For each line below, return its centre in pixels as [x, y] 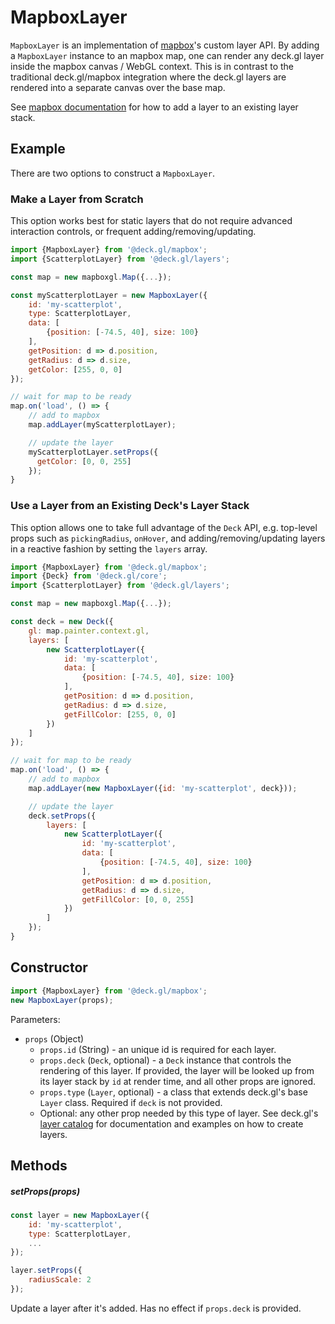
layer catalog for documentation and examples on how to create [171, 1123]
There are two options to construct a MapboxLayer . [112, 173]
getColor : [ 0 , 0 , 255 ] [84, 461]
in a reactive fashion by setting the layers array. [109, 548]
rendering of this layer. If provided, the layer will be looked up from [177, 1070]
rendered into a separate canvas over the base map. [118, 87]
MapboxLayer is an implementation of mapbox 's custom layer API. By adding [165, 45]
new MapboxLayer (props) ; [62, 1000]
